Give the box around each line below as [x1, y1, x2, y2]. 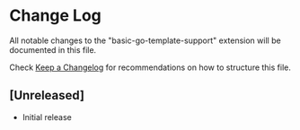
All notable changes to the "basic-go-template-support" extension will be [9, 35, 281, 46]
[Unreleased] [9, 88, 85, 103]
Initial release [22, 111, 72, 122]
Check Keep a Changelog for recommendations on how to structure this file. [9, 62, 292, 73]
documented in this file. [9, 44, 97, 55]
